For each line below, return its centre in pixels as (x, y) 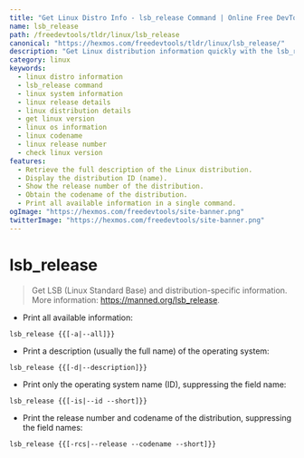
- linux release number (62, 144)
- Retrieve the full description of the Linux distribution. (135, 170)
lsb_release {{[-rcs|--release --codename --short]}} (113, 444)
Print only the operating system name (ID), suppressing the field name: (154, 384)
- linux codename (50, 136)
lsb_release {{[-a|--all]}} (62, 334)
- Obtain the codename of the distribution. (103, 195)
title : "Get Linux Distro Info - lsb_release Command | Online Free (141, 18)
